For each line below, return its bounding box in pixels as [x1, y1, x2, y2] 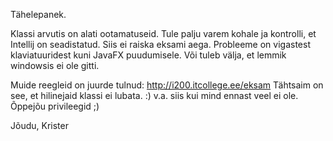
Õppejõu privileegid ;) [10, 100, 100, 112]
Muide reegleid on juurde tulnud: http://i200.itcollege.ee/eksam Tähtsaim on [10, 79, 324, 91]
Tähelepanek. [10, 9, 67, 20]
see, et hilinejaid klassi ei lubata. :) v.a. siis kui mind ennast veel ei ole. [10, 90, 299, 101]
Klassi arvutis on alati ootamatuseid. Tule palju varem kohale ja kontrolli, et [10, 28, 317, 39]
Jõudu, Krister [10, 120, 69, 131]
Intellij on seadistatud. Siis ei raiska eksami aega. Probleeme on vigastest [10, 39, 311, 50]
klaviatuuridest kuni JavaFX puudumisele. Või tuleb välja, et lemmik [10, 49, 287, 61]
